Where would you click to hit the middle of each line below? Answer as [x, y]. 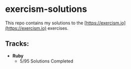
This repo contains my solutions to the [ [46, 23]
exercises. [58, 28]
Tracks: [17, 44]
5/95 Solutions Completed [46, 61]
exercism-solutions [46, 9]
